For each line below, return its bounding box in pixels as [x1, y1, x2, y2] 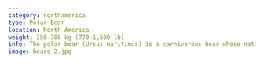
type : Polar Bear [8, 19, 65, 27]
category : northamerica [8, 11, 86, 20]
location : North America [8, 26, 90, 34]
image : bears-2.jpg [8, 48, 72, 55]
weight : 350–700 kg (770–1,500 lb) [8, 33, 125, 41]
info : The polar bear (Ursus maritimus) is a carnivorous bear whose [8, 41, 241, 48]
